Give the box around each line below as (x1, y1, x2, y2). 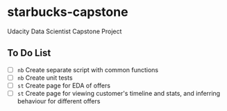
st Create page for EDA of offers (17, 81, 111, 89)
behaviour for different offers (17, 97, 101, 105)
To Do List (7, 47, 51, 59)
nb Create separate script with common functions (17, 65, 159, 74)
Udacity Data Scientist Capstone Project (7, 27, 122, 35)
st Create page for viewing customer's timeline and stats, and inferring (17, 89, 221, 97)
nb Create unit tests (17, 74, 73, 82)
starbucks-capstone (7, 4, 128, 20)
